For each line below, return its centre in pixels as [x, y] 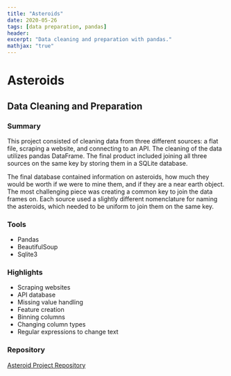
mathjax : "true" [31, 46]
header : [18, 33]
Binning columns [41, 317]
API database [36, 295]
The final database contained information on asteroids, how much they [108, 177]
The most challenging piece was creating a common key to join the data [110, 191]
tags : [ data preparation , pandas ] [57, 26]
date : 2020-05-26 [32, 20]
